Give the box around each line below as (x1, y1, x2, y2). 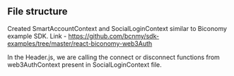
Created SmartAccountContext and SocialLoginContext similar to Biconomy (7, 24, 228, 32)
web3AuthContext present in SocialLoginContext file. (7, 60, 163, 69)
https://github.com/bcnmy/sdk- (68, 32, 160, 40)
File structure (7, 6, 68, 18)
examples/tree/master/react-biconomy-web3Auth (7, 39, 153, 48)
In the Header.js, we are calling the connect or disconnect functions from (7, 53, 221, 61)
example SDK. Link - (7, 32, 67, 40)
